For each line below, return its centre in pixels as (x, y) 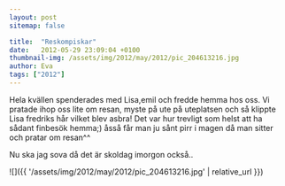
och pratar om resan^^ (50, 137)
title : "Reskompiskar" (53, 42)
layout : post (33, 17)
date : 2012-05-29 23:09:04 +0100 (75, 50)
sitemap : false (37, 26)
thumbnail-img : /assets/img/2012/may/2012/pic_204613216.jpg (124, 58)
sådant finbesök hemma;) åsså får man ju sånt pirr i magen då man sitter (142, 128)
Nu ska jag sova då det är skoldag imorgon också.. (101, 154)
